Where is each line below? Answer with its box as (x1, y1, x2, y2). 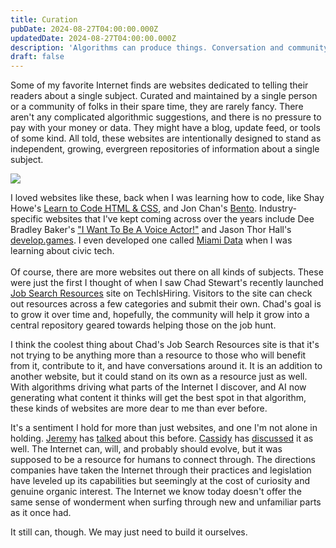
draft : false (10, 52, 65, 62)
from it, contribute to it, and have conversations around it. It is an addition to (10, 360, 323, 372)
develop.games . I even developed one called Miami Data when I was (10, 234, 293, 246)
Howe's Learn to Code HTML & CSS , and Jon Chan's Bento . (10, 202, 258, 215)
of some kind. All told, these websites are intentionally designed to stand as (10, 132, 322, 145)
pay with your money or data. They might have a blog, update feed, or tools (10, 122, 321, 134)
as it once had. (10, 507, 72, 519)
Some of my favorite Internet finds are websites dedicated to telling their (10, 79, 309, 91)
